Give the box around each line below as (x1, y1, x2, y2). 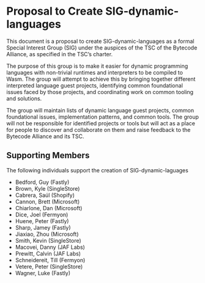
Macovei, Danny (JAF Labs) (15, 243, 86, 251)
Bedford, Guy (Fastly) (15, 178, 70, 186)
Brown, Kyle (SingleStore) (15, 185, 80, 192)
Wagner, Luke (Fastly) (15, 269, 71, 276)
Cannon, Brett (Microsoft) (15, 197, 80, 205)
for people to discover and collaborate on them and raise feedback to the (6, 126, 191, 133)
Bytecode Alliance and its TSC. (6, 133, 84, 140)
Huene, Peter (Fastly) (15, 217, 69, 224)
